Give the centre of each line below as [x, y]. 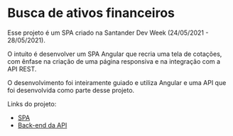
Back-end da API [42, 125]
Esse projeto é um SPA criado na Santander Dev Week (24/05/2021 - [108, 33]
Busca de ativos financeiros [91, 13]
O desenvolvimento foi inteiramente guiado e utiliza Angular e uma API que [117, 82]
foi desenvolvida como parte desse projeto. [71, 90]
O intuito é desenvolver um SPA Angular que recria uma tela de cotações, [115, 54]
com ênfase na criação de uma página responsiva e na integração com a [114, 61]
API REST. [22, 69]
